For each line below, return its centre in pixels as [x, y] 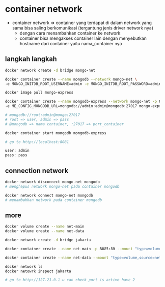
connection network [37, 171]
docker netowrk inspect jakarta [38, 271]
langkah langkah [31, 59]
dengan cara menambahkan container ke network [70, 33]
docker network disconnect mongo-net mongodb [52, 182]
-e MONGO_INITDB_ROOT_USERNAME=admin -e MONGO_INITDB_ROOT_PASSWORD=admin [83, 84]
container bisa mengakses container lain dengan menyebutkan [83, 38]
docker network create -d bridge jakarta [48, 240]
